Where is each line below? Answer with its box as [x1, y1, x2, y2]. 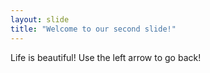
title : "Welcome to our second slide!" [10, 24, 177, 34]
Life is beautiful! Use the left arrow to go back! [10, 51, 202, 63]
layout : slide [10, 14, 70, 25]
